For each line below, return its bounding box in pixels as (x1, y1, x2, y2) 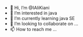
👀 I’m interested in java (10, 10, 57, 16)
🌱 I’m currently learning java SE (10, 15, 75, 21)
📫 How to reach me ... (10, 26, 57, 32)
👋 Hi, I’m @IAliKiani (10, 5, 50, 10)
